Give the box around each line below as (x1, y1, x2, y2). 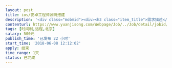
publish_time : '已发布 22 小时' (5, 36, 71, 41)
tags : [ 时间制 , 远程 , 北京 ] (5, 27, 55, 32)
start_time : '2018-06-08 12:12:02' (5, 41, 81, 46)
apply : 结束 (5, 46, 29, 51)
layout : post (5, 7, 33, 13)
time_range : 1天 (5, 50, 39, 55)
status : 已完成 (5, 55, 35, 60)
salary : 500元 (5, 31, 35, 36)
